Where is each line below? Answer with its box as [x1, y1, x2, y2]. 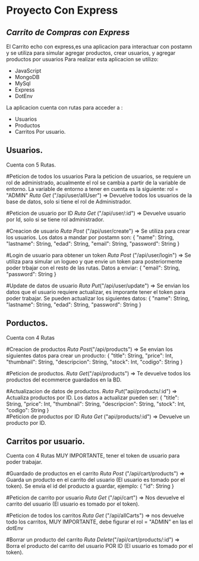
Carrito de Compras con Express [6, 27, 130, 37]
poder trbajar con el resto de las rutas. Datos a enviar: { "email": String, [6, 264, 180, 271]
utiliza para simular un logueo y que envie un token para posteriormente [6, 258, 182, 265]
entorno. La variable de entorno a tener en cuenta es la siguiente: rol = [6, 185, 179, 192]
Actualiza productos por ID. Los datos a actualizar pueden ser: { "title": [6, 394, 179, 401]
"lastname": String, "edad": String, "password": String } [6, 301, 141, 308]
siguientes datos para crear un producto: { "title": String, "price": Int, [6, 352, 173, 359]
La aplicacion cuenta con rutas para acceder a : [6, 104, 123, 111]
